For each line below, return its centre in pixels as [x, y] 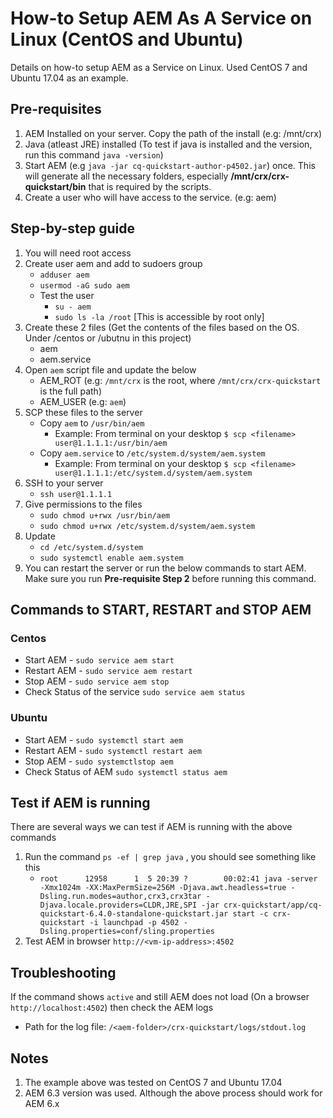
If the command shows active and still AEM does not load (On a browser [160, 997]
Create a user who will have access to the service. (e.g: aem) [150, 197]
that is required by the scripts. [150, 186]
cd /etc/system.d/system [91, 547]
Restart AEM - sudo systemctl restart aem [113, 750]
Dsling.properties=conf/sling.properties [127, 932]
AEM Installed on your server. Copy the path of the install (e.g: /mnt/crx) [173, 133]
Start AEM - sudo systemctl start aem [104, 739]
